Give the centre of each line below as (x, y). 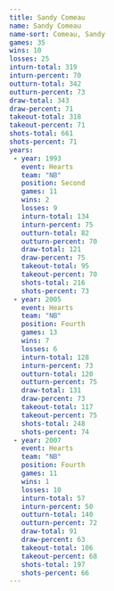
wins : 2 (35, 200)
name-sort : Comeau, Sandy (57, 34)
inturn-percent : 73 (57, 365)
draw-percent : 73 (53, 399)
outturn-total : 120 (57, 374)
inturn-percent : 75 (57, 225)
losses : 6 (39, 349)
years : (21, 150)
